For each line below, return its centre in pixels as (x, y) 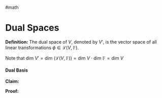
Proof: (12, 91)
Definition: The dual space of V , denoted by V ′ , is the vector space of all (81, 42)
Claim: (12, 81)
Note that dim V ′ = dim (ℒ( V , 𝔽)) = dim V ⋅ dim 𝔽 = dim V (64, 58)
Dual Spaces (32, 28)
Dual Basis (17, 70)
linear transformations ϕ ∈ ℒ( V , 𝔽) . (42, 47)
